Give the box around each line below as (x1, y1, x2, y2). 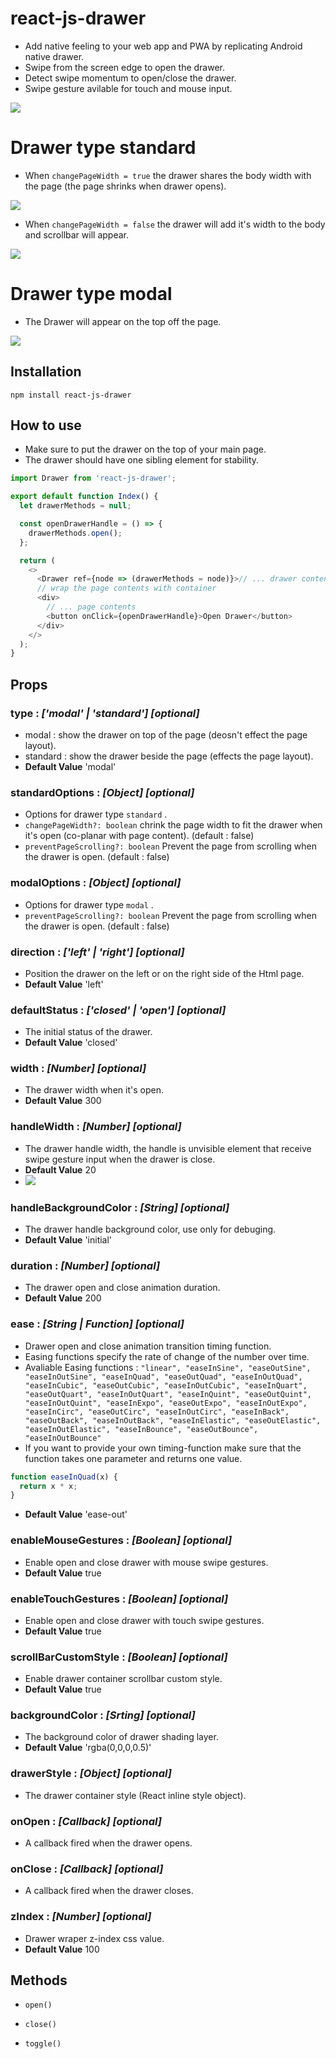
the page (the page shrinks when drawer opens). (24, 180, 227, 192)
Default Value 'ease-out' (24, 1508, 128, 1521)
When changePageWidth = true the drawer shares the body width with (24, 169, 312, 181)
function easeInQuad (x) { (10, 1472, 118, 1482)
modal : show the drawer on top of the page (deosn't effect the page (24, 729, 308, 741)
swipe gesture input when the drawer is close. (24, 1153, 216, 1165)
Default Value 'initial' (24, 1234, 113, 1246)
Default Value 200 (24, 1292, 102, 1304)
